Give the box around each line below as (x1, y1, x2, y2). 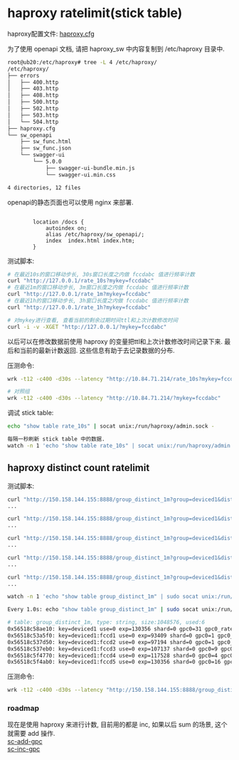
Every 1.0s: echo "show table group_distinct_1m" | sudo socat (7, 606, 199, 613)
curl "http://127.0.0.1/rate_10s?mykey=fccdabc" (7, 278, 154, 285)
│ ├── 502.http (7, 105, 59, 112)
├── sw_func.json (20, 144, 72, 152)
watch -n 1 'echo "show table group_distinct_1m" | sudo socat (7, 593, 199, 601)
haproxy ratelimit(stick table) (7, 5, 183, 21)
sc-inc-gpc (7, 745, 41, 754)
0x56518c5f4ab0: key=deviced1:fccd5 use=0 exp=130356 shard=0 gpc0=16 (7, 658, 221, 666)
